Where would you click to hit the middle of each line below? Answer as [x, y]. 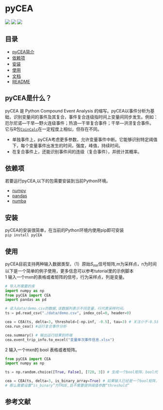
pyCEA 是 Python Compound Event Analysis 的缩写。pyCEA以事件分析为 [78, 111]
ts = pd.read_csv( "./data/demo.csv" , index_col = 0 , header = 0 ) [68, 313]
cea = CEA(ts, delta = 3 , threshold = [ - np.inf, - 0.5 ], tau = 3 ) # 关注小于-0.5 [81, 322]
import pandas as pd [26, 300]
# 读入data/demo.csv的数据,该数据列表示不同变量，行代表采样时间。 [66, 309]
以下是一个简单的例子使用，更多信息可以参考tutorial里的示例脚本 [69, 271]
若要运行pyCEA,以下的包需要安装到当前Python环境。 [58, 181]
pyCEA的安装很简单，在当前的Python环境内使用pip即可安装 [65, 230]
